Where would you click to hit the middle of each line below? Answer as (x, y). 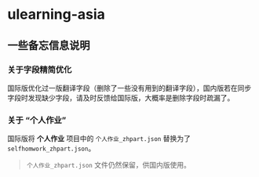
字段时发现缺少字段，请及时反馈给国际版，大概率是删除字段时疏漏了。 (121, 98)
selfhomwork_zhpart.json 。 (51, 148)
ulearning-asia (56, 14)
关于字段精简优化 (40, 70)
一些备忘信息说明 (49, 45)
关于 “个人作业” (37, 120)
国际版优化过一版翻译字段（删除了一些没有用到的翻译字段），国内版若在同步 (129, 88)
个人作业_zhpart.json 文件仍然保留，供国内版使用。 (109, 165)
